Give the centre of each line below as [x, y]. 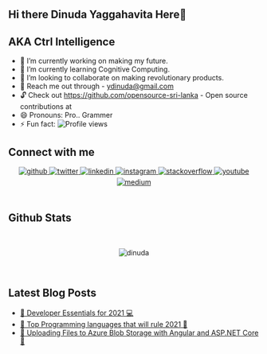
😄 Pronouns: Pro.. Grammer [66, 115]
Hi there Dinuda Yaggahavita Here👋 [98, 15]
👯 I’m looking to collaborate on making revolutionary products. [122, 78]
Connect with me [52, 152]
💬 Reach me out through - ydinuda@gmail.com [96, 86]
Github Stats [40, 218]
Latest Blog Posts [53, 293]
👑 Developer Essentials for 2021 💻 [77, 313]
